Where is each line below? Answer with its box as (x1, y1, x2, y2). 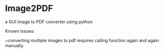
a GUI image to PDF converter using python (5, 19, 93, 25)
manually (5, 42, 23, 48)
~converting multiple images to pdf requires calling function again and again (5, 37, 159, 43)
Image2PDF (5, 3, 53, 14)
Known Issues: (5, 28, 35, 34)
